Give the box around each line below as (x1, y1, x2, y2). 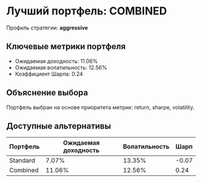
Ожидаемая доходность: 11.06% (14, 57, 98, 64)
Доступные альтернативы (6, 121, 111, 131)
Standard (9, 156, 35, 165)
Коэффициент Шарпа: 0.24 (14, 70, 83, 77)
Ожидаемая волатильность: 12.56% (14, 64, 108, 71)
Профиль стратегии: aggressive (6, 24, 88, 31)
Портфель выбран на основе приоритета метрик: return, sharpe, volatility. (6, 103, 195, 111)
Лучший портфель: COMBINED (6, 4, 167, 18)
